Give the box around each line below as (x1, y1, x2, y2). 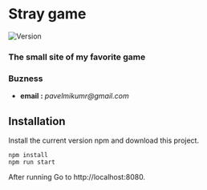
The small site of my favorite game (8, 51, 146, 63)
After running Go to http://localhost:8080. (8, 172, 146, 181)
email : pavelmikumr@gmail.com (19, 91, 130, 101)
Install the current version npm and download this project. (8, 135, 199, 145)
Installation (8, 114, 66, 128)
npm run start (8, 158, 56, 166)
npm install (8, 151, 48, 159)
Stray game (8, 5, 87, 23)
